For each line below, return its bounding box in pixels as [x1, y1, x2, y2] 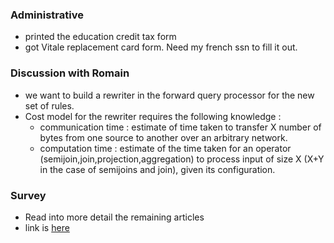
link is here [24, 221, 70, 233]
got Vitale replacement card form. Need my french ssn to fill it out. [24, 41, 298, 53]
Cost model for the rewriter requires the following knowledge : [24, 110, 282, 122]
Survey [10, 188, 47, 202]
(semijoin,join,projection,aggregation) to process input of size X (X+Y [39, 153, 325, 165]
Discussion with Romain [10, 66, 130, 80]
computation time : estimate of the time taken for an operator [39, 142, 292, 154]
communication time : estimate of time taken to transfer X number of [39, 121, 322, 133]
